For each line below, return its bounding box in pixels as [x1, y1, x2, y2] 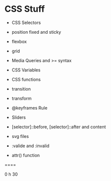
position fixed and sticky [11, 29, 62, 35]
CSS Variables [11, 67, 41, 73]
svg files [11, 133, 29, 139]
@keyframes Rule [11, 105, 47, 111]
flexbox [11, 38, 27, 45]
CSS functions [11, 76, 41, 82]
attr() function [11, 152, 40, 158]
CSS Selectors [11, 20, 41, 25]
